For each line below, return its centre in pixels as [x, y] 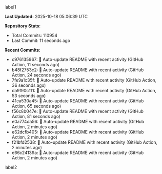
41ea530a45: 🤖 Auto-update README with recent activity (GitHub [78, 101]
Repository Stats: [23, 26]
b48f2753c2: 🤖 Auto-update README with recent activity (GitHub [78, 70]
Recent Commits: [22, 50]
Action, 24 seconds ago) [36, 75]
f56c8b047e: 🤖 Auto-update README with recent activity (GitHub [78, 111]
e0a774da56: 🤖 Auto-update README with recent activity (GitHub [78, 122]
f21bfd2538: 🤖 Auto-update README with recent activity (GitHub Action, [84, 142]
